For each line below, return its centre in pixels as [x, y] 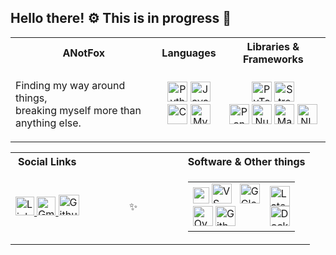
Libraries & [273, 46]
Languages [189, 53]
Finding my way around [70, 85]
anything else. [48, 123]
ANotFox [83, 53]
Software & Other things [246, 161]
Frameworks [273, 59]
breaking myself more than [78, 110]
